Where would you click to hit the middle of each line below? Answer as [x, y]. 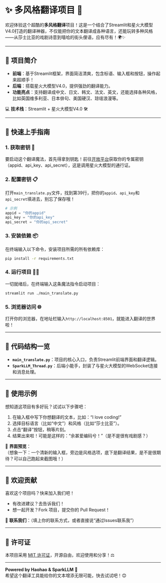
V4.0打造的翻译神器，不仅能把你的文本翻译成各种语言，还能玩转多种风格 [79, 31]
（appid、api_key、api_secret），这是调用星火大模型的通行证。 [69, 165]
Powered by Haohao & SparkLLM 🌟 [41, 570]
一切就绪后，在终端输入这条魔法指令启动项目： [53, 284]
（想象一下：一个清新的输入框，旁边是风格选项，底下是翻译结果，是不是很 [81, 452]
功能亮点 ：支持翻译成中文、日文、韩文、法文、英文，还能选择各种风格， [86, 92]
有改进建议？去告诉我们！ [38, 504]
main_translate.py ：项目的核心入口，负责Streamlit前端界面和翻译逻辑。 [85, 359]
